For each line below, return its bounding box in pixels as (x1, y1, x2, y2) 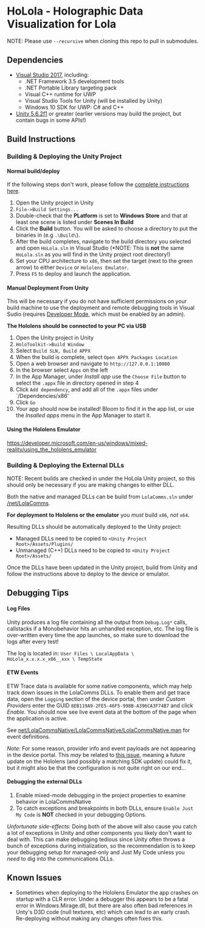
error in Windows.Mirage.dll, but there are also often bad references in (15, 902, 193, 909)
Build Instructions (7, 134, 76, 144)
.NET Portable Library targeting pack (24, 84, 117, 91)
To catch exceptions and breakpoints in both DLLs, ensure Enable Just (15, 804, 193, 812)
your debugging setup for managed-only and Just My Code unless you (7, 848, 185, 856)
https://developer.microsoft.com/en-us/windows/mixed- (7, 439, 148, 447)
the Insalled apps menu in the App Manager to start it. (15, 412, 151, 419)
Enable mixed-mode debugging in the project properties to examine (15, 791, 186, 798)
